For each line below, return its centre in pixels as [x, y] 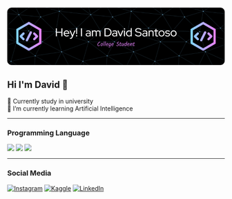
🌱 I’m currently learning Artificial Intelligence [70, 108]
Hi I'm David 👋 [38, 85]
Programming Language [48, 133]
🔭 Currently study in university [50, 102]
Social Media [29, 173]
